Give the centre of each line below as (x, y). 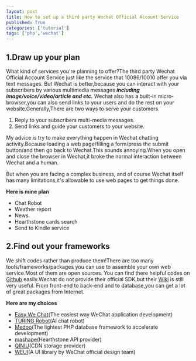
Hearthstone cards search (46, 221)
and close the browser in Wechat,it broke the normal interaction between (94, 156)
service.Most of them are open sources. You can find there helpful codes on (98, 273)
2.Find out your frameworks (58, 246)
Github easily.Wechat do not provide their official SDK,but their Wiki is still (95, 279)
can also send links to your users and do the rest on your (106, 102)
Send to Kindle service (42, 228)
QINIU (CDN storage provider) (50, 345)
